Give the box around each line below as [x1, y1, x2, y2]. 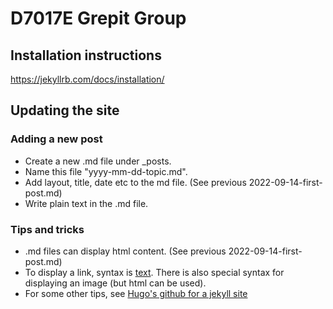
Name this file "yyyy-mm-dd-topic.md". [24, 165, 188, 177]
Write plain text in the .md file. [24, 197, 149, 209]
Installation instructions [10, 47, 162, 64]
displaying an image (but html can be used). [24, 277, 207, 289]
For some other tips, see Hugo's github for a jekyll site [24, 287, 248, 299]
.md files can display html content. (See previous [24, 245, 227, 257]
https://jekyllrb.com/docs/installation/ [10, 73, 165, 85]
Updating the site [10, 102, 120, 119]
